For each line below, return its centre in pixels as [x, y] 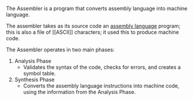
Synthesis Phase [34, 79]
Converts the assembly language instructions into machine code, [101, 86]
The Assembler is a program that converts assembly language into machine [97, 8]
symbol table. [40, 73]
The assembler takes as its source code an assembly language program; [93, 26]
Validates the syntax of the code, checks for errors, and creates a [102, 67]
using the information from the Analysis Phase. [79, 92]
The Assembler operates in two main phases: [60, 50]
